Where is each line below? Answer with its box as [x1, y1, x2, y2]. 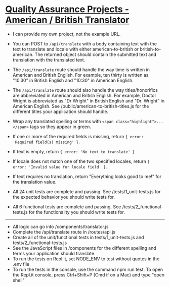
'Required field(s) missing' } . [12, 139, 80, 145]
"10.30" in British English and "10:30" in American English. [12, 77, 134, 83]
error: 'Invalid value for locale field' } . [12, 163, 107, 169]
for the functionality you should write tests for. [28, 209, 125, 215]
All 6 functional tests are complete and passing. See [12, 203, 121, 210]
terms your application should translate [12, 250, 95, 256]
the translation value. [12, 179, 57, 185]
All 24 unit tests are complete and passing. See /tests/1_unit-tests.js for [12, 188, 161, 195]
